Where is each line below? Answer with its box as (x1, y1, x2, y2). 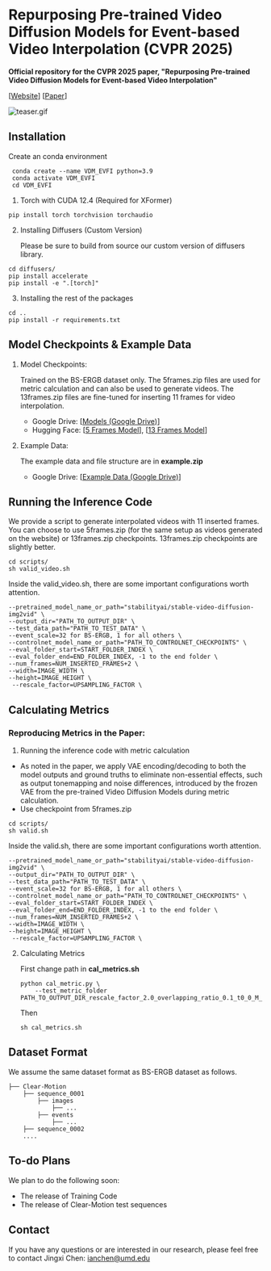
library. (19, 249, 44, 259)
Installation (8, 130, 66, 144)
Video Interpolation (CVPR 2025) (8, 40, 234, 58)
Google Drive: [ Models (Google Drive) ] (31, 416, 161, 426)
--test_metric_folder (35, 987, 107, 995)
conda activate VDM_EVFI (11, 174, 95, 182)
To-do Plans (8, 1154, 71, 1168)
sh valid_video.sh (8, 565, 70, 573)
